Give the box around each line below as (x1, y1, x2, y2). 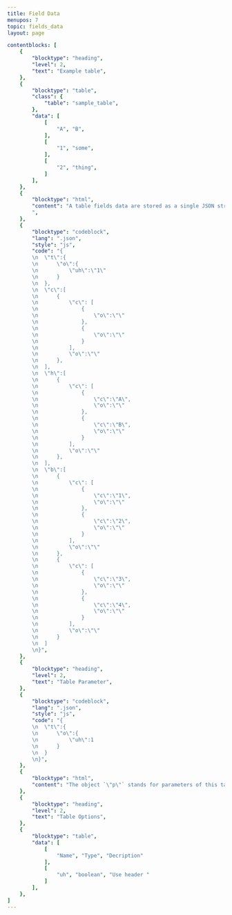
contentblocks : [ (7, 42, 57, 49)
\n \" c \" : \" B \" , (32, 421, 131, 428)
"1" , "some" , (56, 145, 95, 152)
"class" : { (32, 93, 64, 100)
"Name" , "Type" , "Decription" (56, 852, 144, 859)
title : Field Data (7, 10, 60, 17)
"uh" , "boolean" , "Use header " (56, 871, 150, 878)
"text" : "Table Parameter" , (32, 678, 113, 685)
